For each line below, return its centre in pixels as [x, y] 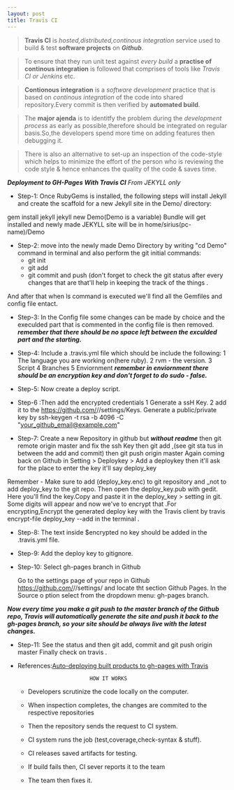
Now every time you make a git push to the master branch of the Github [114, 609]
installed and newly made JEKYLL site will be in [75, 224]
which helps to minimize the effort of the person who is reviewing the [124, 161]
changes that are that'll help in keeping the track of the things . [118, 282]
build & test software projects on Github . [84, 48]
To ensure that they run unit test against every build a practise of [118, 61]
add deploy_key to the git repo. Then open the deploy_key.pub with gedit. [113, 489]
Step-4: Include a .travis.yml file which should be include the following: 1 [121, 353]
